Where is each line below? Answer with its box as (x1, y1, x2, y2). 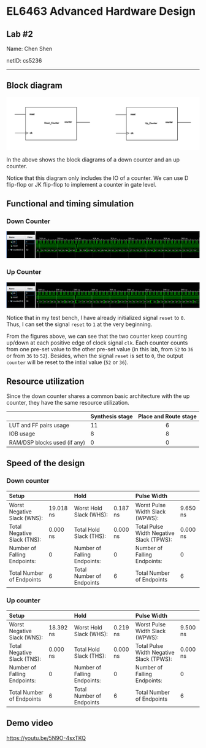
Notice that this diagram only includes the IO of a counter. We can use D (6, 174, 189, 182)
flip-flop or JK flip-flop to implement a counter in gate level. (6, 181, 157, 188)
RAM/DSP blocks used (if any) (9, 438, 86, 446)
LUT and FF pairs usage (9, 422, 69, 429)
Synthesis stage (90, 413, 133, 420)
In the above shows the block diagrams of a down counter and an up (6, 155, 180, 163)
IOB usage (9, 430, 36, 437)
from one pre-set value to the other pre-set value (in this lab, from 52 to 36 (6, 345, 194, 353)
